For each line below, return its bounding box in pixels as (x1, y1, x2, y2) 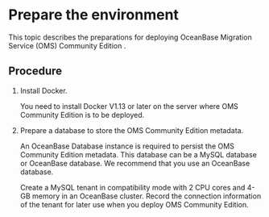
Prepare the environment (8, 6, 180, 24)
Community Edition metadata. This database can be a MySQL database (19, 149, 258, 159)
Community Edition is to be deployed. (19, 110, 145, 119)
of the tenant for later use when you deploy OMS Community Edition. (19, 199, 250, 209)
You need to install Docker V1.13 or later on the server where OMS (19, 101, 239, 111)
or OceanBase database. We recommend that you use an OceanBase (19, 158, 250, 168)
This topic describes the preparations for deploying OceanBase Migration (8, 32, 252, 42)
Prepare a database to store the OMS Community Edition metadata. (19, 125, 244, 135)
